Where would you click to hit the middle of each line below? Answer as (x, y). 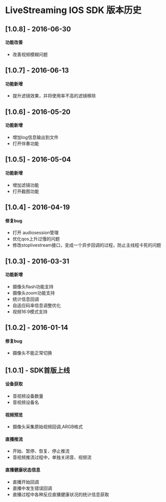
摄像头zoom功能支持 (33, 292)
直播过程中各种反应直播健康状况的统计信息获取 (60, 494)
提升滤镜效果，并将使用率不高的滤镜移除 (54, 96)
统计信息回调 (25, 299)
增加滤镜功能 (25, 185)
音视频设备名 (25, 402)
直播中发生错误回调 (32, 488)
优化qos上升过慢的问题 (36, 239)
